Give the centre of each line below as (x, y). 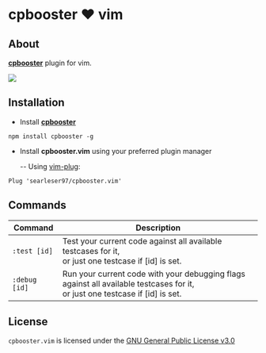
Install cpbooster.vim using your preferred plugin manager (116, 151)
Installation (36, 103)
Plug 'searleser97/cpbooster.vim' (65, 181)
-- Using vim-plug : (50, 166)
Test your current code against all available (142, 241)
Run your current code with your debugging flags (154, 274)
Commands (38, 205)
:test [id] (32, 251)
